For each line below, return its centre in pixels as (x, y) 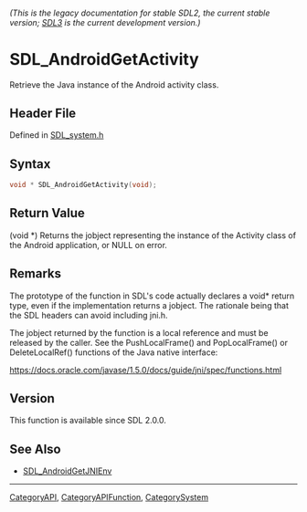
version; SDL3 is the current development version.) (105, 22)
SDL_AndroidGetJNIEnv (67, 471)
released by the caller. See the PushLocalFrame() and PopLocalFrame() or (148, 342)
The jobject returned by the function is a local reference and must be (139, 332)
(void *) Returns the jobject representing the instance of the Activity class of (153, 235)
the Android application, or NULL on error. (88, 245)
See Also (35, 449)
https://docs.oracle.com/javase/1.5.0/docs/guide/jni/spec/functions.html (146, 370)
